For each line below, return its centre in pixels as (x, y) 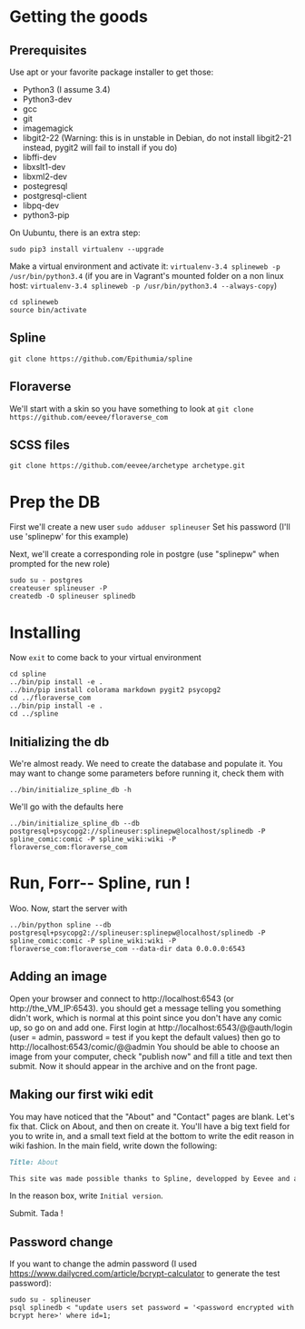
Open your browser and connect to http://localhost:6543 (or (122, 998)
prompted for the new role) (60, 564)
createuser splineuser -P (58, 589)
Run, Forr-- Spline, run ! (100, 883)
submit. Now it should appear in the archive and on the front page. (133, 1066)
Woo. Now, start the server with (69, 908)
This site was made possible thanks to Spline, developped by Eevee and (150, 1178)
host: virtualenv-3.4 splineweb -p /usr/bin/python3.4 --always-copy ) (143, 285)
